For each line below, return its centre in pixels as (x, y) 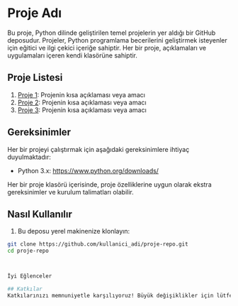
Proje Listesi (35, 78)
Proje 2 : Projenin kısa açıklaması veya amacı (82, 102)
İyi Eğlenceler (30, 276)
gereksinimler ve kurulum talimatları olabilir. (70, 192)
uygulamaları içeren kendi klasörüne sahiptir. (73, 55)
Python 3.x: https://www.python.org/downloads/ (88, 170)
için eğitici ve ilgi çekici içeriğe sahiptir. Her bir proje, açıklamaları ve (107, 48)
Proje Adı (35, 13)
